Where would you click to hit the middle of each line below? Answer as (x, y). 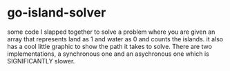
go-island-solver (57, 13)
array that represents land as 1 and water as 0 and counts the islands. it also (115, 39)
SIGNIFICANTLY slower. (41, 61)
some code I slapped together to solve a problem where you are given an (111, 32)
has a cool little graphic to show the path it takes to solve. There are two (110, 46)
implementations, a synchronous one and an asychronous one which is (108, 54)
